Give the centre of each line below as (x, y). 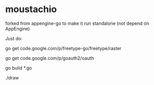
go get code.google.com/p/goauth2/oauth (50, 58)
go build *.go (19, 68)
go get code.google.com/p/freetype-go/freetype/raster (63, 48)
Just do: (14, 38)
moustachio (31, 9)
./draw (12, 77)
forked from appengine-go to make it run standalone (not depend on (77, 23)
